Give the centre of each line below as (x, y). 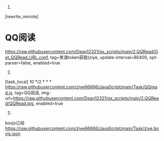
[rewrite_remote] (22, 16)
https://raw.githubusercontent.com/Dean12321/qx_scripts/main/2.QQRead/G (82, 51)
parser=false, (19, 62)
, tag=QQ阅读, (26, 93)
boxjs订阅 (15, 123)
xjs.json (13, 133)
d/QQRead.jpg (20, 103)
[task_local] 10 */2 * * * (28, 81)
